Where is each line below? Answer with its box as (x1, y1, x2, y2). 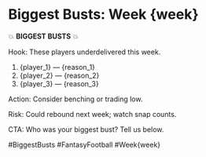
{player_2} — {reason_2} (19, 71, 100, 80)
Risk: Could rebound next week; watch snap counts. (8, 109, 177, 119)
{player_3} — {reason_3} (19, 78, 100, 88)
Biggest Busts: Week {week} (8, 5, 199, 24)
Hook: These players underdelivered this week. (8, 47, 161, 57)
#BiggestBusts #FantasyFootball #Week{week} (8, 140, 161, 149)
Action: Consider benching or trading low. (8, 94, 143, 104)
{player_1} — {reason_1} (19, 62, 96, 71)
